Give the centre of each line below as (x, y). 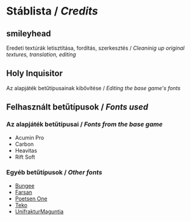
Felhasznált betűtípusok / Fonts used (77, 107)
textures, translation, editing (41, 54)
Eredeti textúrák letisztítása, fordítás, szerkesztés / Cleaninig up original (95, 48)
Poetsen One (31, 199)
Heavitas (26, 150)
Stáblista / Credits (52, 11)
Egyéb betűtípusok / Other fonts (54, 173)
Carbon (24, 144)
